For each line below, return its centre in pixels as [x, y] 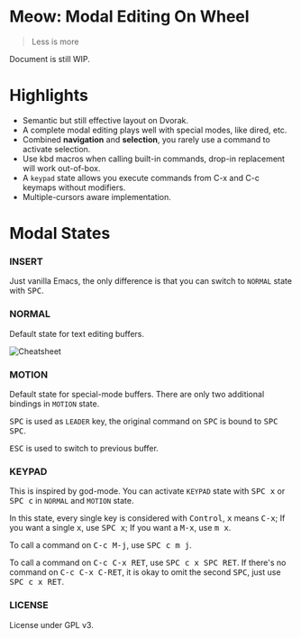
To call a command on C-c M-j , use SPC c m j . [100, 545]
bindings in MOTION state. [55, 404]
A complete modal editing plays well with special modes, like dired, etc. [155, 130]
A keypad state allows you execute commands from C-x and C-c [141, 178]
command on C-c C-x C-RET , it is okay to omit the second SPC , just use [145, 572]
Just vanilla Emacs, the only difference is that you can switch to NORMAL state [151, 281]
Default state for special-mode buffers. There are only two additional [137, 394]
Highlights [49, 96]
